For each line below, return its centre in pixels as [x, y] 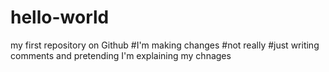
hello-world [60, 17]
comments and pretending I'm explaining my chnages [121, 55]
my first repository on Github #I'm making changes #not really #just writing [165, 45]
